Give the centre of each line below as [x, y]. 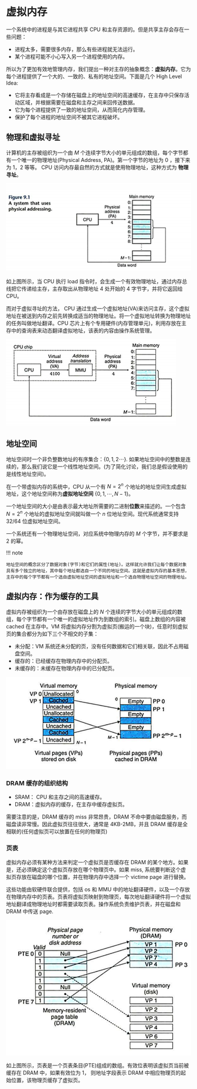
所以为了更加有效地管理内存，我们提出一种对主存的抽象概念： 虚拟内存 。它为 [98, 69]
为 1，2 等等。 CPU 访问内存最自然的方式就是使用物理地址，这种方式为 [91, 167]
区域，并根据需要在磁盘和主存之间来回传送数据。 [79, 102]
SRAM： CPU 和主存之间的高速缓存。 [60, 797]
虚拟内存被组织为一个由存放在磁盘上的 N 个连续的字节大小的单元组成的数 [94, 611]
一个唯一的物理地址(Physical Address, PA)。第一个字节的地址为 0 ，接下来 [101, 160]
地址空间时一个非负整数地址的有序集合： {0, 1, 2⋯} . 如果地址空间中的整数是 [96, 459]
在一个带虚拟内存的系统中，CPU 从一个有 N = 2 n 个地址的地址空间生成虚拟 [96, 486]
